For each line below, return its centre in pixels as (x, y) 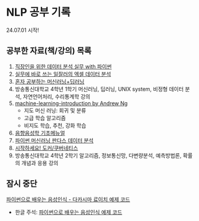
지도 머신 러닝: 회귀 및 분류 (55, 110)
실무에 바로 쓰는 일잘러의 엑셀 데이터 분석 (63, 74)
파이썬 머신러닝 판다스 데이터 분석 (54, 140)
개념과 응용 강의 (40, 163)
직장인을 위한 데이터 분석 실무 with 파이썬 (63, 66)
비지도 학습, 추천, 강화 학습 (55, 125)
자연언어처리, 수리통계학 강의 (57, 96)
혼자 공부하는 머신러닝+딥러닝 (50, 81)
